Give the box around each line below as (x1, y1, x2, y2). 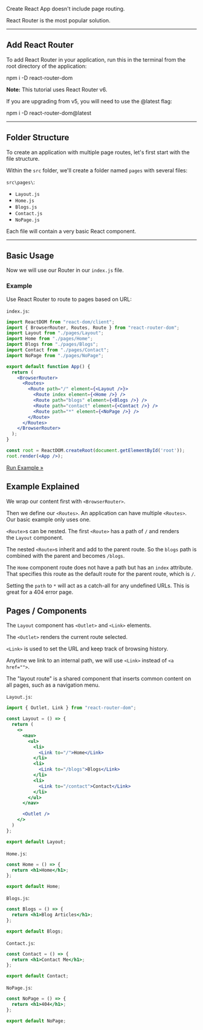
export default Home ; (6, 884, 61, 890)
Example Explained (6, 482, 80, 492)
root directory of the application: (6, 62, 87, 70)
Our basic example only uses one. (6, 516, 91, 523)
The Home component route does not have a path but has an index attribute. (6, 563, 193, 571)
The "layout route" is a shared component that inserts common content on (6, 675, 192, 682)
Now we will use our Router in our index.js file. (6, 267, 124, 274)
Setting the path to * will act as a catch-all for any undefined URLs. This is (6, 581, 190, 589)
